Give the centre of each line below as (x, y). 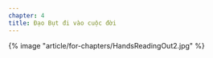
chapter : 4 (27, 15)
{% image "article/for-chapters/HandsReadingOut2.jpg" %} (106, 45)
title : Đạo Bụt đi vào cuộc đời (62, 23)
